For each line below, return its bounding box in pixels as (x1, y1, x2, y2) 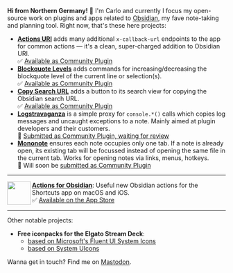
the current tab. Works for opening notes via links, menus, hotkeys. (17, 154, 209, 162)
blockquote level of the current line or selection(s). (17, 72, 162, 80)
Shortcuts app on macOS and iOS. (32, 188, 130, 197)
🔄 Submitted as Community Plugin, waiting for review (17, 132, 170, 140)
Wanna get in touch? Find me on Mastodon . (7, 258, 132, 266)
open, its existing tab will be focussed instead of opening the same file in (17, 146, 226, 155)
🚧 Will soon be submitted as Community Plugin (17, 161, 151, 169)
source (7, 14, 28, 22)
